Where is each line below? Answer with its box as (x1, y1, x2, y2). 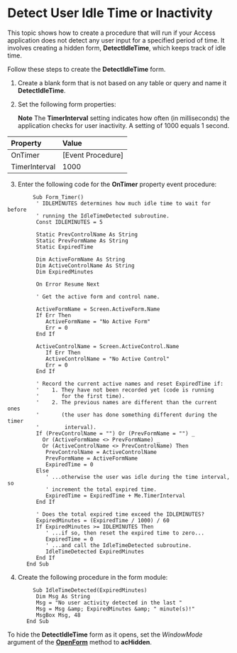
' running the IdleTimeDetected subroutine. (35, 212, 170, 220)
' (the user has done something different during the (35, 411, 218, 419)
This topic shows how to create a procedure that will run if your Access (7, 28, 216, 37)
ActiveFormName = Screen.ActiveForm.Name (35, 306, 160, 313)
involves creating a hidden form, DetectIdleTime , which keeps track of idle (7, 43, 226, 52)
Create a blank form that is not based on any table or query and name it (17, 78, 227, 87)
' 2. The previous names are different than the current (35, 399, 218, 406)
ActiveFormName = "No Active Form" (45, 318, 151, 325)
